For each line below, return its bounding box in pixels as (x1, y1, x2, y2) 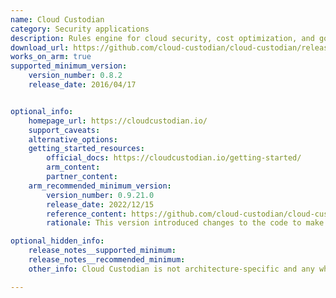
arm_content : (46, 162, 101, 173)
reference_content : (46, 209, 128, 219)
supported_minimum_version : (10, 61, 128, 71)
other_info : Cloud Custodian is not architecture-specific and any (28, 264, 315, 274)
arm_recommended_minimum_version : (28, 181, 172, 191)
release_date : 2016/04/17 (28, 80, 137, 90)
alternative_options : (28, 134, 118, 145)
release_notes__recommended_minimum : (28, 255, 186, 265)
